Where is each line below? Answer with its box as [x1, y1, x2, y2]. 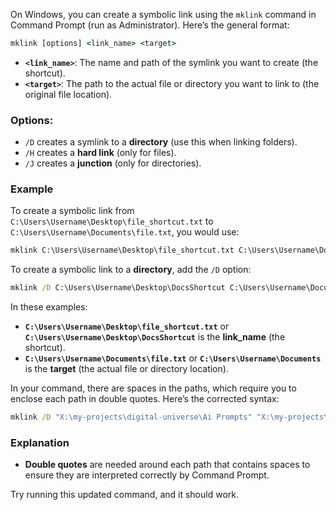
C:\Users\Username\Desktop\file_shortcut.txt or [24, 320, 230, 333]
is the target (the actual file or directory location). [24, 363, 229, 375]
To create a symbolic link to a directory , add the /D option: [10, 264, 252, 276]
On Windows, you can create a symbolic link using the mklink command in [10, 9, 317, 20]
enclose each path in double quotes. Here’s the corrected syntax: [10, 393, 280, 405]
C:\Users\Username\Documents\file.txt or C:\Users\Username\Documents [24, 352, 322, 364]
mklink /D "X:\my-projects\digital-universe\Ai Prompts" [10, 412, 253, 423]
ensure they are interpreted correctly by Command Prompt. [24, 469, 270, 481]
